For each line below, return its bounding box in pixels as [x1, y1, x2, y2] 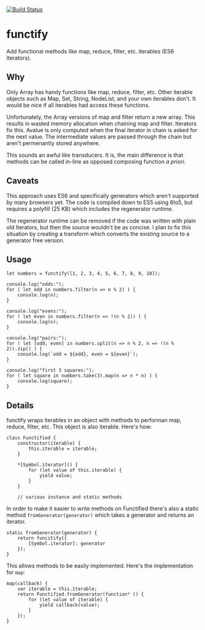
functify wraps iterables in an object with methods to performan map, [6, 417, 182, 424]
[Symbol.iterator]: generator [28, 541, 106, 547]
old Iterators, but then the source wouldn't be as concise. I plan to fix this [6, 223, 191, 230]
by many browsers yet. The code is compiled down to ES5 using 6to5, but [6, 199, 193, 206]
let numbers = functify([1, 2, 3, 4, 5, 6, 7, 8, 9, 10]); [6, 270, 161, 277]
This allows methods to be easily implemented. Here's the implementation [6, 562, 193, 570]
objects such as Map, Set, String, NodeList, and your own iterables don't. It [6, 95, 196, 102]
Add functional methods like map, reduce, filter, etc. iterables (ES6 [6, 47, 174, 55]
